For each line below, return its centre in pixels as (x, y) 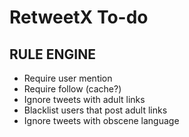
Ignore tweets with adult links (84, 99)
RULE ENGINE (52, 54)
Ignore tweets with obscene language (101, 120)
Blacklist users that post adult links (95, 110)
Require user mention (68, 78)
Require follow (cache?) (72, 89)
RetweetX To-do (79, 17)
